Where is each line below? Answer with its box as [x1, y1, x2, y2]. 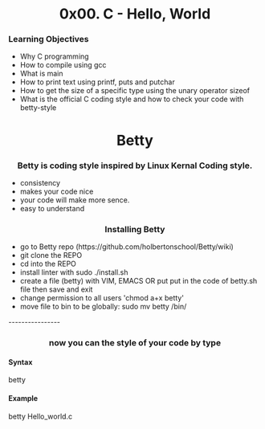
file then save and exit [19, 284, 93, 294]
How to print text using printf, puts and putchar [19, 77, 175, 87]
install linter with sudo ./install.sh [19, 268, 128, 277]
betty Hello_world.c [8, 411, 73, 421]
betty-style [19, 103, 57, 112]
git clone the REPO [19, 251, 83, 260]
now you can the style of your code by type [48, 337, 222, 349]
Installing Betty [104, 223, 165, 235]
